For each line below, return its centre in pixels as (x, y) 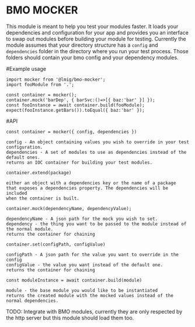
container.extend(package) (39, 173)
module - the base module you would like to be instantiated (82, 290)
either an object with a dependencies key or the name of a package (91, 183)
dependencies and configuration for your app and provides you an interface (97, 32)
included (17, 193)
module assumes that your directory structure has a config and (82, 45)
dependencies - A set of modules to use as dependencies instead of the (96, 152)
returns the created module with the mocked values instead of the (90, 295)
